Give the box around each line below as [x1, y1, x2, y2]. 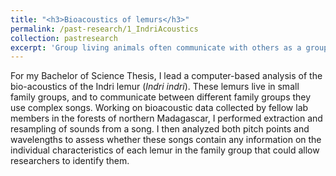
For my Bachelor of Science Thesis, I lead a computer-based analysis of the [10, 70, 323, 82]
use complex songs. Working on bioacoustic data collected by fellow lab [10, 102, 309, 114]
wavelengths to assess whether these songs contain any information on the [10, 134, 322, 146]
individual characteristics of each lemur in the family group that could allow [10, 144, 320, 156]
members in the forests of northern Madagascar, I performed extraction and [10, 112, 323, 125]
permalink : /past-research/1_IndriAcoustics [10, 24, 199, 34]
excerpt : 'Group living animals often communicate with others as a [10, 42, 302, 53]
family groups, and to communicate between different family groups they [10, 91, 312, 103]
